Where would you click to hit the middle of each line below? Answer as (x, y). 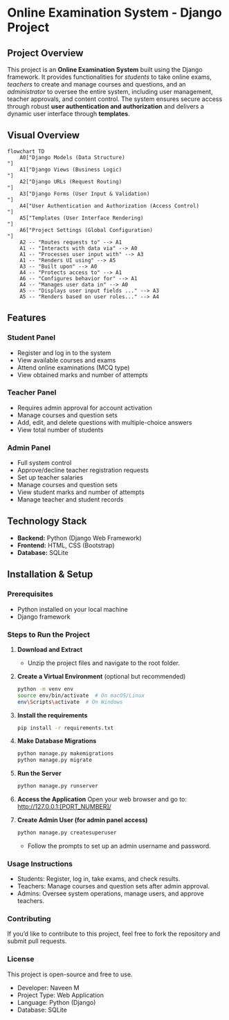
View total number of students (60, 430)
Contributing (29, 919)
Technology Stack (47, 521)
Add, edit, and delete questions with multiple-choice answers (104, 422)
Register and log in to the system (64, 353)
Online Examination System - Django (115, 13)
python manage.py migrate (54, 760)
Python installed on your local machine (72, 609)
